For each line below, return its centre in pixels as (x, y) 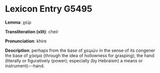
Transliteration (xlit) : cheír (32, 31)
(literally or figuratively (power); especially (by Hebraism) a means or (74, 60)
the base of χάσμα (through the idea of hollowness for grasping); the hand (80, 55)
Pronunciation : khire (26, 41)
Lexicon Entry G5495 (49, 9)
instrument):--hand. (25, 66)
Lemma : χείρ (18, 22)
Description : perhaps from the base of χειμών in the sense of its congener (80, 50)
